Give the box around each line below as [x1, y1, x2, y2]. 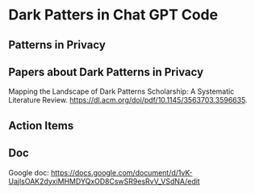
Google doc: [8, 167, 50, 177]
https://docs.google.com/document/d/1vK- [51, 167, 193, 177]
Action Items [8, 119, 74, 133]
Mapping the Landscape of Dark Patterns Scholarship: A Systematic [8, 86, 235, 96]
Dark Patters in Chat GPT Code [8, 6, 219, 24]
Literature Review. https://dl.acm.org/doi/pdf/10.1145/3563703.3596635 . [8, 95, 248, 105]
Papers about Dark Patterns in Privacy [8, 65, 204, 78]
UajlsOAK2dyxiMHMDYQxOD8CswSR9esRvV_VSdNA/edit [8, 176, 200, 186]
